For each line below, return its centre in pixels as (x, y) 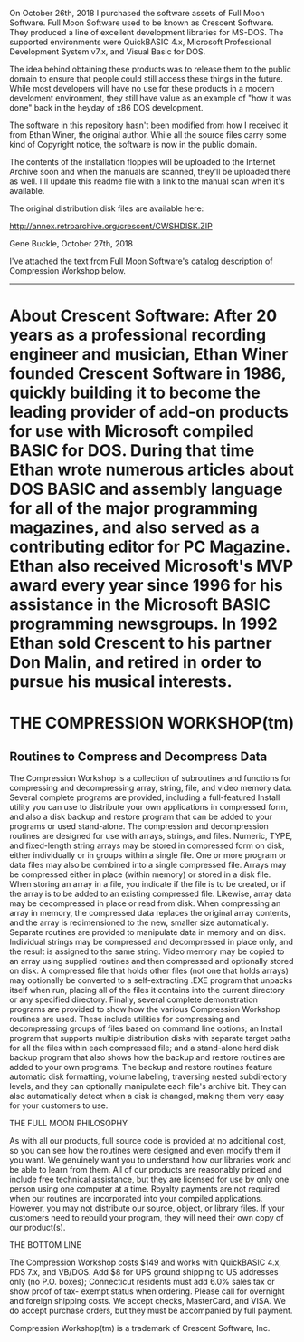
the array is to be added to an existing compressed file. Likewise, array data (151, 894)
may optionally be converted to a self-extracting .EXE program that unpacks (151, 980)
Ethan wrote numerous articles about (152, 470)
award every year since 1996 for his (146, 586)
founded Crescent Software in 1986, (148, 374)
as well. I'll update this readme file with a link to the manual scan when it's (147, 181)
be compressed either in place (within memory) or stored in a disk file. (140, 874)
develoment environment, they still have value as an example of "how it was (151, 98)
